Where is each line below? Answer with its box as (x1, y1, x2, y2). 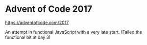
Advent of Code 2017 (5, 3, 93, 15)
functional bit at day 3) (5, 34, 51, 40)
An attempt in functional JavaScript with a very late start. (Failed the (5, 29, 143, 35)
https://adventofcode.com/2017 (5, 20, 69, 25)
